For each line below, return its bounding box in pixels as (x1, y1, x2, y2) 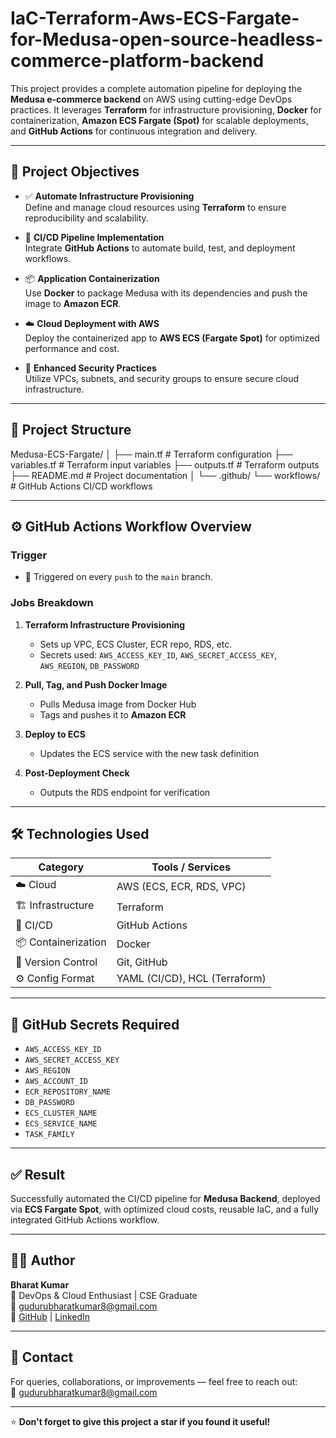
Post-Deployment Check (24, 767, 130, 779)
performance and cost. (24, 342, 120, 354)
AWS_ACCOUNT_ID (24, 1077, 89, 1087)
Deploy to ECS (24, 728, 86, 740)
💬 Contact (10, 1349, 74, 1366)
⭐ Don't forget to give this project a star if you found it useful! (10, 1415, 271, 1427)
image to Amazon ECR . (24, 297, 122, 309)
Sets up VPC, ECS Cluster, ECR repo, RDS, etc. (39, 638, 233, 650)
